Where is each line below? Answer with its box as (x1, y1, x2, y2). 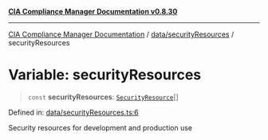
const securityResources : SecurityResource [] (27, 91, 179, 102)
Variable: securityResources (8, 66, 202, 84)
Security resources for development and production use (8, 122, 193, 132)
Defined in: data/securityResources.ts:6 (8, 107, 140, 117)
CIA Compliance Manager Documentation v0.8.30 (8, 7, 178, 16)
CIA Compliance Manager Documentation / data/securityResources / (8, 29, 235, 39)
